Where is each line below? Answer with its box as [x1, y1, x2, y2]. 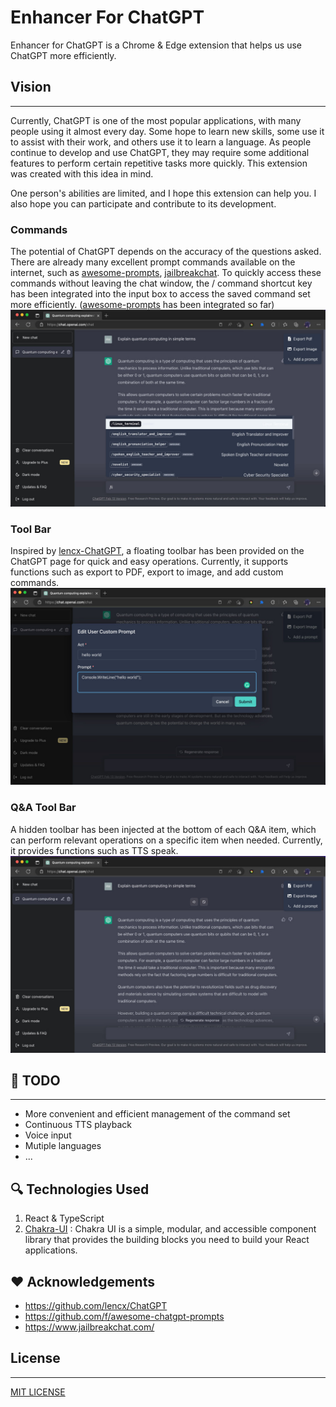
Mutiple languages [24, 1140, 102, 1152]
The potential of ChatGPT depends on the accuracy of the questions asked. [10, 246, 322, 258]
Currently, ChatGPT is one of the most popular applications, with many [10, 114, 302, 126]
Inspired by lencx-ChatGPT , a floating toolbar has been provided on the [10, 545, 305, 557]
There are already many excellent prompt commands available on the [10, 256, 296, 268]
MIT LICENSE [10, 1386, 66, 1398]
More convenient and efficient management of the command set [24, 1108, 291, 1120]
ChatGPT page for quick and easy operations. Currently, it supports [10, 556, 289, 568]
